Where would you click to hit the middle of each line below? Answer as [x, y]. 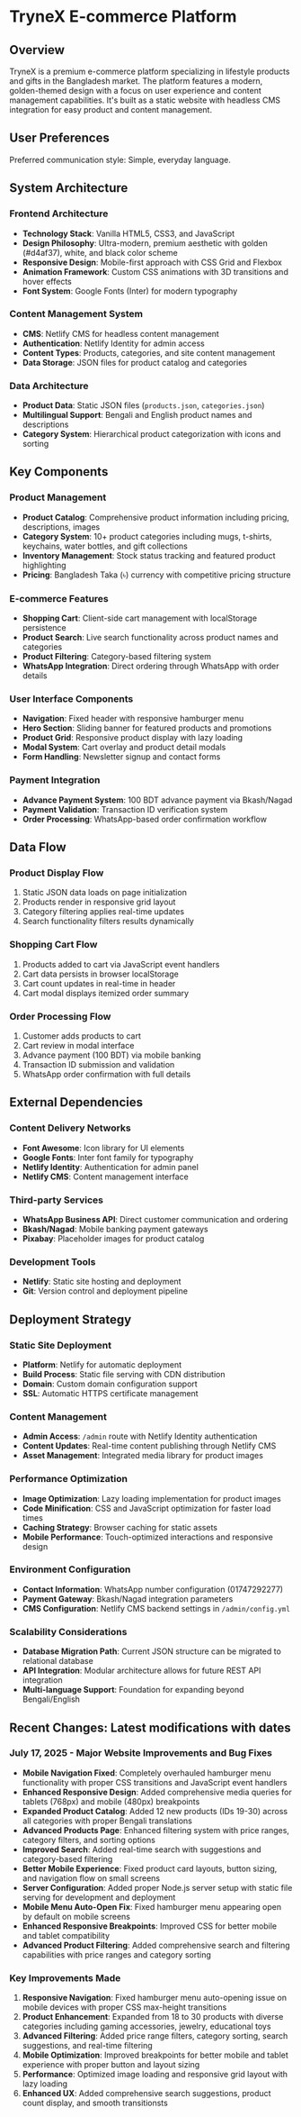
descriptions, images [61, 527]
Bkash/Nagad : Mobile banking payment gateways [115, 1229]
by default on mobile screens [76, 1916]
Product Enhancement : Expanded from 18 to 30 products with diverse [153, 2017]
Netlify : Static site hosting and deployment [102, 1282]
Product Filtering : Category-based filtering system [116, 657]
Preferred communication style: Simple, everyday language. [120, 159]
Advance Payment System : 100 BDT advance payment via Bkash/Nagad [157, 800]
